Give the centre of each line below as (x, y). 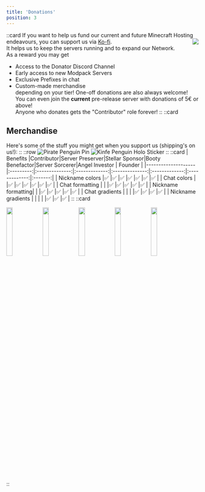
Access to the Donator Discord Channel (65, 66)
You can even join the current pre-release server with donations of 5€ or (107, 99)
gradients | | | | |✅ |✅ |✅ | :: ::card (48, 198)
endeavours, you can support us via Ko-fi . (59, 42)
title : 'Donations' (31, 12)
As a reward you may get (38, 54)
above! (24, 105)
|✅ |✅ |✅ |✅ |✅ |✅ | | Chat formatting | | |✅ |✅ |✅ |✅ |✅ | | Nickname (92, 185)
